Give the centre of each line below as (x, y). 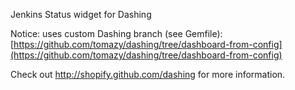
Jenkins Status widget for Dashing (81, 14)
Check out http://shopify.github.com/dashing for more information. (148, 74)
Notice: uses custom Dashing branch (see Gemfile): (116, 33)
